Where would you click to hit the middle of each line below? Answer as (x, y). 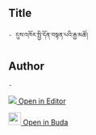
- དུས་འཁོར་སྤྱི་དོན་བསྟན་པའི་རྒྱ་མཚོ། (48, 35)
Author (26, 67)
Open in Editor (42, 101)
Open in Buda (46, 122)
